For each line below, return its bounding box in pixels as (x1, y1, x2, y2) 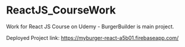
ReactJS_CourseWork (6, 4, 116, 17)
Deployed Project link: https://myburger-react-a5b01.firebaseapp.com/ (6, 34, 179, 41)
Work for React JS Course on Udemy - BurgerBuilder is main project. (6, 23, 174, 30)
